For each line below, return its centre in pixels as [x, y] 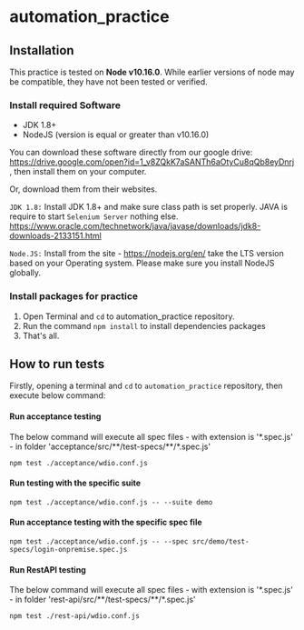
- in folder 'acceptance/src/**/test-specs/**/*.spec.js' [110, 446]
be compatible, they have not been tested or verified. [109, 82]
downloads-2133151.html [55, 236]
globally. [25, 273]
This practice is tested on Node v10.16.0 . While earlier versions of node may [152, 72]
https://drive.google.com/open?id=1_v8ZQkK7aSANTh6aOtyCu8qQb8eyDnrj [152, 162]
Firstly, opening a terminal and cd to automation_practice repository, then [146, 386]
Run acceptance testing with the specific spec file [106, 522]
